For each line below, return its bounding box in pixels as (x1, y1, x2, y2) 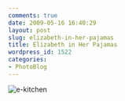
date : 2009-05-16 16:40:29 (8, 19, 97, 27)
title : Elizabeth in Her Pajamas (8, 41, 118, 49)
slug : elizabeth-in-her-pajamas (8, 33, 114, 42)
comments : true (8, 11, 58, 20)
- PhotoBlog (8, 63, 47, 71)
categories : (8, 56, 47, 64)
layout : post (8, 26, 51, 34)
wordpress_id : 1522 (8, 48, 72, 56)
